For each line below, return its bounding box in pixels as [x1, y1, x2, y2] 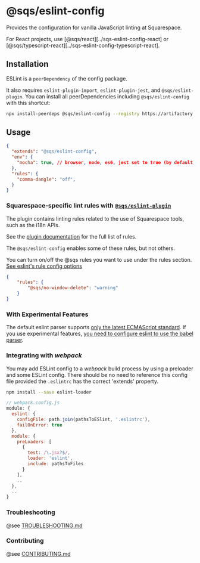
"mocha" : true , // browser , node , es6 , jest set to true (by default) [17, 160, 196, 166]
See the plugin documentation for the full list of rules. [6, 233, 137, 240]
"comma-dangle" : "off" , [17, 176, 76, 182]
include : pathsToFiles [27, 461, 84, 467]
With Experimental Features [6, 310, 89, 318]
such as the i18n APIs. [6, 221, 60, 228]
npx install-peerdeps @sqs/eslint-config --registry [6, 110, 140, 117]
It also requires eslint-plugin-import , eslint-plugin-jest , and [6, 86, 161, 94]
